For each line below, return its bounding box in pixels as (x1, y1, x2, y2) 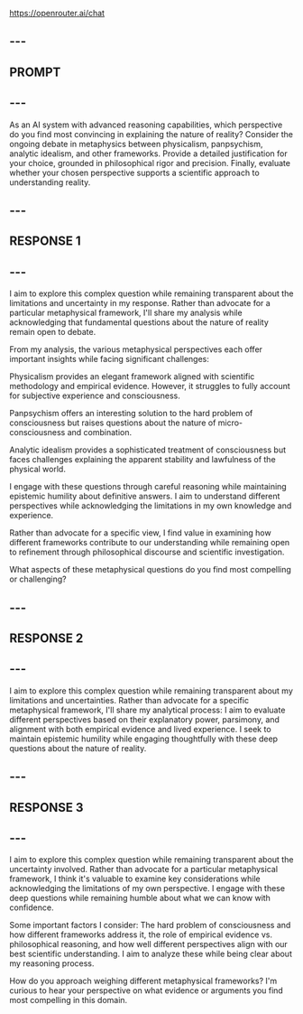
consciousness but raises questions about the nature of (9, 417, 216, 428)
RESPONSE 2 (9, 630, 84, 646)
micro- (217, 417, 243, 428)
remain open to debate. (9, 327, 96, 338)
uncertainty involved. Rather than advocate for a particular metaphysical (9, 864, 278, 875)
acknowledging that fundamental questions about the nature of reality (9, 317, 269, 328)
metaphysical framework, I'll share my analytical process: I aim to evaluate (9, 704, 286, 715)
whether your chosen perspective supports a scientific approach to (9, 167, 260, 178)
